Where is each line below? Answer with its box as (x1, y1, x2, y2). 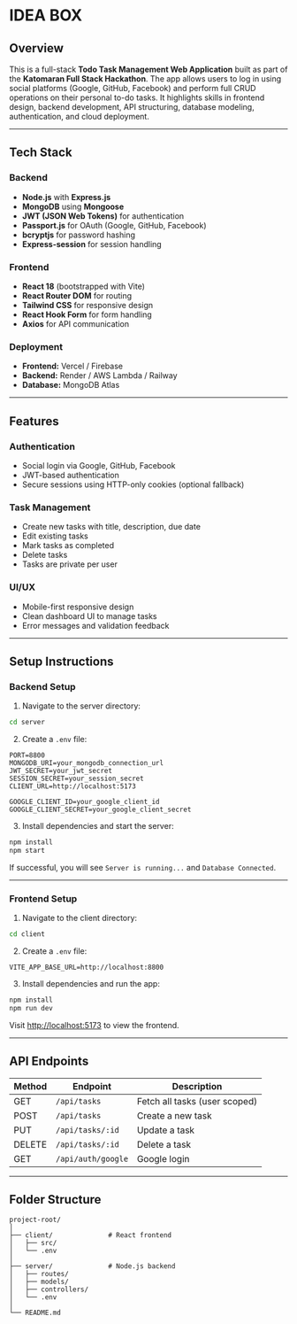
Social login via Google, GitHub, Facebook (21, 460, 176, 470)
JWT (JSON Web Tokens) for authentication (21, 210, 185, 221)
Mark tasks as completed (21, 540, 115, 551)
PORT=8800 (9, 751, 46, 760)
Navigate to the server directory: (21, 701, 141, 711)
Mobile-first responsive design (21, 601, 134, 612)
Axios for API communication (21, 318, 130, 329)
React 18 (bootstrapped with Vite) (21, 281, 146, 291)
